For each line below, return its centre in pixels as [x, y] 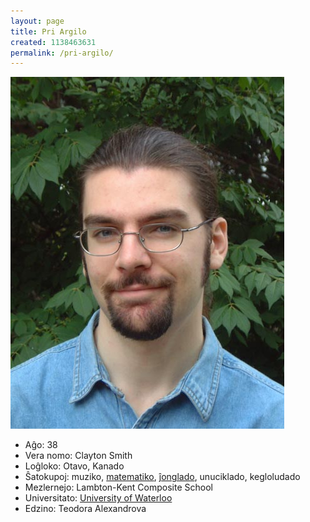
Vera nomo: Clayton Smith [78, 456]
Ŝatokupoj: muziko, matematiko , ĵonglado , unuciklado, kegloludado [162, 477]
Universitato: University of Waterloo [98, 498]
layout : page [37, 21]
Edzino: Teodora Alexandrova [85, 509]
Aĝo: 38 [41, 445]
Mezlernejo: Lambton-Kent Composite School [118, 487]
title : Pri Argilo [48, 31]
